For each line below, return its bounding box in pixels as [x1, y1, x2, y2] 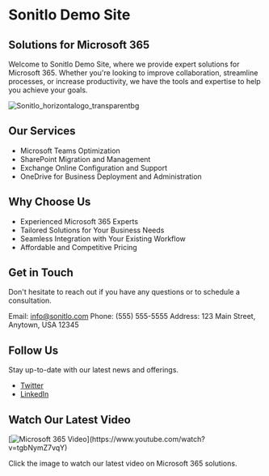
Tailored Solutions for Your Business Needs [19, 225, 165, 235]
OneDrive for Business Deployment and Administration [19, 172, 202, 181]
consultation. [8, 295, 53, 305]
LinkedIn [19, 389, 49, 399]
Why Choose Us [8, 195, 91, 209]
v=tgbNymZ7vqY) [8, 443, 68, 453]
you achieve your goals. [8, 85, 88, 95]
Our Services [8, 124, 76, 138]
